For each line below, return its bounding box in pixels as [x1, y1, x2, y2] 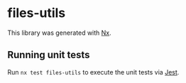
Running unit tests [7, 49, 90, 61]
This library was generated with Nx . [7, 28, 111, 37]
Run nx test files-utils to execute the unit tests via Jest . [7, 67, 180, 76]
